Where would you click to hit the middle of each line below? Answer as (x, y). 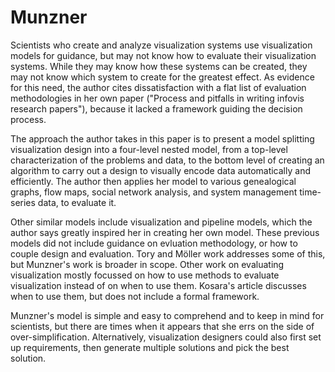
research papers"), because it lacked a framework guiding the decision (156, 108)
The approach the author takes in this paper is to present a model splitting (162, 138)
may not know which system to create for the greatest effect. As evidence (162, 77)
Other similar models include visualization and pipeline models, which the (161, 222)
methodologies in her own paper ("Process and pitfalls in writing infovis (157, 98)
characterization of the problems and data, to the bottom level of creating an (167, 160)
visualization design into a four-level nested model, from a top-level (149, 149)
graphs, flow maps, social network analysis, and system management (154, 192)
